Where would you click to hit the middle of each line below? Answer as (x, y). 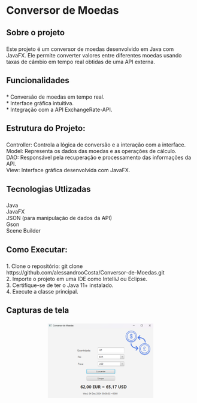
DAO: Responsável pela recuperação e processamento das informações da (99, 158)
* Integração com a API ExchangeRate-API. (59, 109)
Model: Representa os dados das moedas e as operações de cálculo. (91, 151)
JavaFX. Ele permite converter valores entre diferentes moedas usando (94, 55)
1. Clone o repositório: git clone (45, 266)
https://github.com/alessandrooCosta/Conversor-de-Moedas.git (85, 272)
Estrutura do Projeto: (46, 128)
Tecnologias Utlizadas (49, 189)
